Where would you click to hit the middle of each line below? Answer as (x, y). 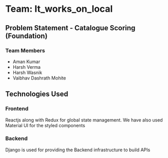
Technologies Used (37, 94)
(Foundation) (26, 36)
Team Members (25, 50)
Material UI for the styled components (45, 125)
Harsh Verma (27, 67)
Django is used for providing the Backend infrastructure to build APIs (78, 150)
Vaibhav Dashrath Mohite (39, 78)
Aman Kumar (26, 62)
